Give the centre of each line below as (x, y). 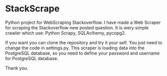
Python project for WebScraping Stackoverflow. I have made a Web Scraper (83, 22)
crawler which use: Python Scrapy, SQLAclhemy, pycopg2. (66, 33)
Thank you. (17, 68)
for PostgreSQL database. (32, 58)
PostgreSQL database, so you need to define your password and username (83, 53)
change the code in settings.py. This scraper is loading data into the (75, 48)
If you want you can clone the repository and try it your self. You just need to (84, 42)
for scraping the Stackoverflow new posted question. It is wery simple (77, 27)
